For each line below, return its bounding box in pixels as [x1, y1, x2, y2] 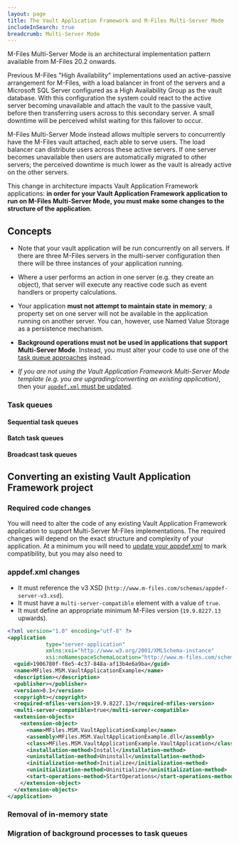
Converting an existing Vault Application [7, 471, 191, 483]
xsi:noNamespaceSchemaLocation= [45, 654, 142, 661]
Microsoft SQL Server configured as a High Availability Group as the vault [7, 86, 223, 95]
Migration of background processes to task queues [7, 829, 188, 839]
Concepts [7, 225, 52, 237]
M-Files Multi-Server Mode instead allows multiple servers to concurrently [7, 130, 225, 139]
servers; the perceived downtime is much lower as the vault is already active [7, 161, 232, 169]
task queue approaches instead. [17, 354, 112, 362]
